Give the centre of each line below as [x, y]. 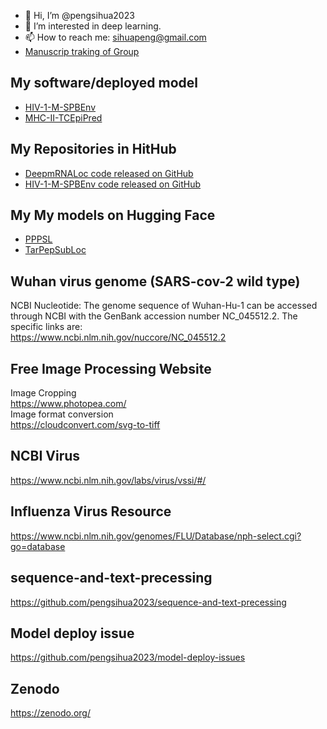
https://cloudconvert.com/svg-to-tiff [85, 425]
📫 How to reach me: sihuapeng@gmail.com [115, 37]
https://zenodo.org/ [50, 713]
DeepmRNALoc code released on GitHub [109, 173]
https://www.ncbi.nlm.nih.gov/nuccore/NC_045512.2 [118, 337]
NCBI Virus [45, 456]
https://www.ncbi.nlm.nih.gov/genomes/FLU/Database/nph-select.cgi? [156, 536]
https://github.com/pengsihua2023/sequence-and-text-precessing [148, 602]
